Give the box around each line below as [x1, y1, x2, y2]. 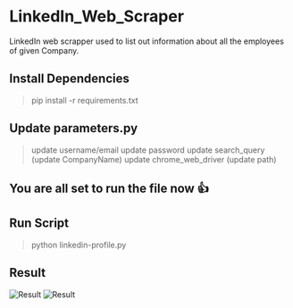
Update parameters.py [9, 121, 138, 136]
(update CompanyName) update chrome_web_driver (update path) [30, 154, 277, 164]
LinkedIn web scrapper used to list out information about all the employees [9, 36, 284, 46]
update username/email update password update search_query [30, 145, 265, 155]
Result [9, 265, 46, 280]
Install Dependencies [9, 71, 130, 87]
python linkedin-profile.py [30, 239, 127, 250]
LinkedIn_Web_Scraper [9, 6, 185, 27]
